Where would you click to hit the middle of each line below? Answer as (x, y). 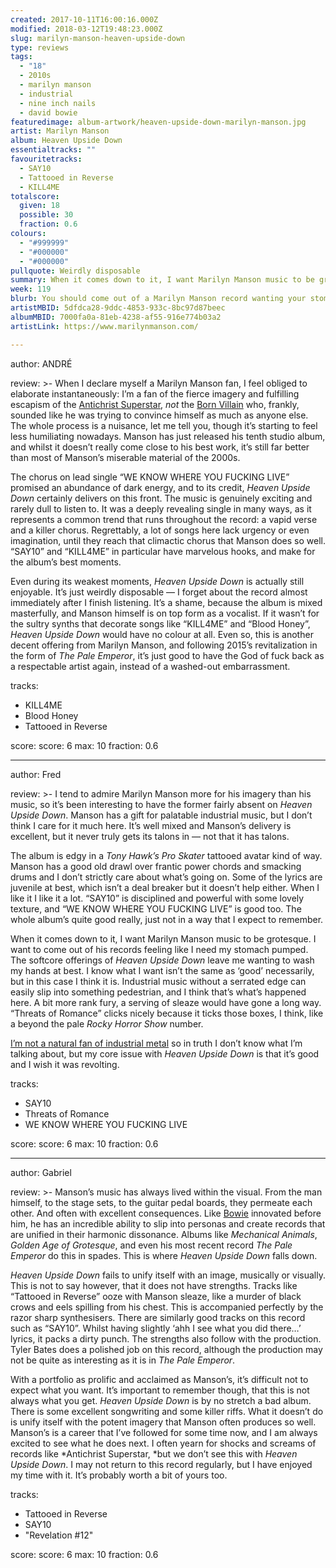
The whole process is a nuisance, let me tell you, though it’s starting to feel (164, 425)
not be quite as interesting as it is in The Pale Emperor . (123, 1360)
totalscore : (35, 196)
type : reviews (40, 47)
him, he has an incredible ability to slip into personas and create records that (168, 1223)
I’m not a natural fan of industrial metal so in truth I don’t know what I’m (156, 1043)
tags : (21, 57)
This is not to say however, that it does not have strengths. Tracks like (154, 1285)
